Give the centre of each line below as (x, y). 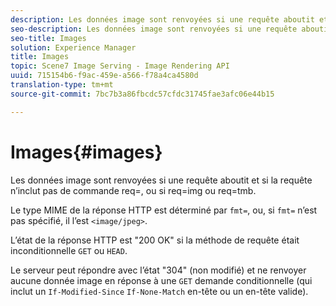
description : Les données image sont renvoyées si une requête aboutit (162, 19)
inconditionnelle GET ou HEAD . (69, 250)
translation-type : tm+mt (62, 85)
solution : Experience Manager (73, 47)
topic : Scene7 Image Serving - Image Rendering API (120, 66)
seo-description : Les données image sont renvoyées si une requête (154, 29)
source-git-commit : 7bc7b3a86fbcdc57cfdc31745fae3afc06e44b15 (142, 94)
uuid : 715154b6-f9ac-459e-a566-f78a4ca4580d (104, 76)
